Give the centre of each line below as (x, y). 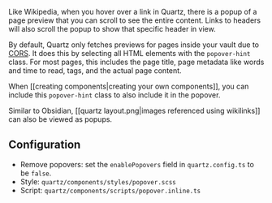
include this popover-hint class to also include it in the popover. (114, 95)
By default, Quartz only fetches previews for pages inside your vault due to (134, 45)
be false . (36, 173)
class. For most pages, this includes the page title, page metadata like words (136, 62)
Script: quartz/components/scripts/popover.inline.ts (110, 190)
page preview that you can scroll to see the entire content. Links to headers (135, 20)
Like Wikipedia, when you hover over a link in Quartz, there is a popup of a (133, 12)
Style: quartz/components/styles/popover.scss (98, 181)
